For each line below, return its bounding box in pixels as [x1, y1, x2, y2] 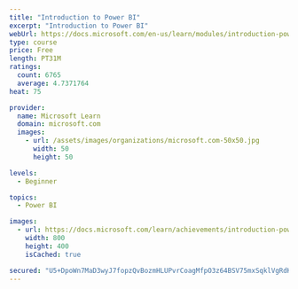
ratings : [9, 63, 42, 72]
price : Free [9, 46, 53, 55]
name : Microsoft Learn [17, 112, 101, 121]
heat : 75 [9, 87, 42, 96]
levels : [9, 168, 38, 177]
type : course [9, 37, 58, 47]
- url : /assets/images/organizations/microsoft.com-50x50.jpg [25, 137, 260, 145]
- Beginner [17, 176, 58, 186]
